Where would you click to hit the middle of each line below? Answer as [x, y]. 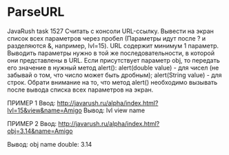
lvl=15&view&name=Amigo [45, 110]
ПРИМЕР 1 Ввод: [31, 103]
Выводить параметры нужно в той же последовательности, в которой [111, 53]
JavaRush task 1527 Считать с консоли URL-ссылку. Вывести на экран [110, 31]
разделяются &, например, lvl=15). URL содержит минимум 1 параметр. [113, 45]
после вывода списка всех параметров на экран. [80, 90]
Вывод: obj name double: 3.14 [50, 144]
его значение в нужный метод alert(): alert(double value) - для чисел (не [113, 68]
